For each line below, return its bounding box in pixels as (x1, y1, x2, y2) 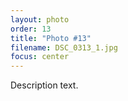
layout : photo (10, 14, 70, 25)
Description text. (10, 79, 79, 91)
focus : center (10, 52, 70, 62)
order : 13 (10, 24, 52, 34)
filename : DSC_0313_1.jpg (10, 42, 118, 53)
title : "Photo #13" (10, 33, 92, 43)
